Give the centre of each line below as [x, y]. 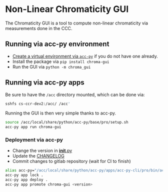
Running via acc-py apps [45, 83]
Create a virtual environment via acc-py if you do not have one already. [85, 56]
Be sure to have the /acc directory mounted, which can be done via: [75, 94]
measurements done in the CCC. [39, 28]
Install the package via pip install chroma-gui [61, 61]
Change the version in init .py [42, 150]
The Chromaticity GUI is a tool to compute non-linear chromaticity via [77, 23]
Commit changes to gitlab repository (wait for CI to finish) [71, 161]
